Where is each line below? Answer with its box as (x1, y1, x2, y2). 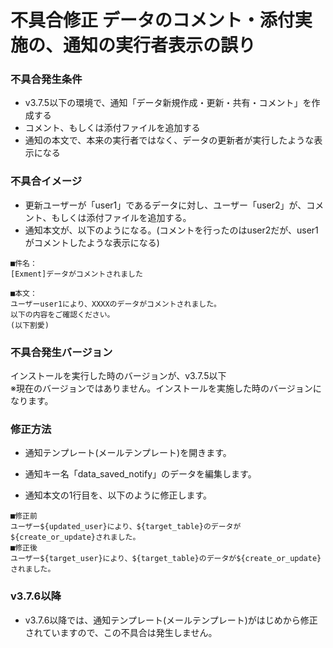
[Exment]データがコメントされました (10, 269, 143, 279)
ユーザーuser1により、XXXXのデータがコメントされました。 (10, 299, 222, 309)
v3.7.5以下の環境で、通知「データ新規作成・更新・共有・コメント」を (24, 97, 312, 109)
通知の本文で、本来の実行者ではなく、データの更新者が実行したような (24, 134, 315, 146)
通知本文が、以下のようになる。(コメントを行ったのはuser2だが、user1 (24, 224, 319, 236)
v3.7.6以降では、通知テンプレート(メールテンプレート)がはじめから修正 (24, 614, 318, 626)
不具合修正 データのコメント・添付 (10, 9, 295, 32)
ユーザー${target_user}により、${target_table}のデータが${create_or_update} (10, 554, 322, 564)
